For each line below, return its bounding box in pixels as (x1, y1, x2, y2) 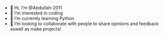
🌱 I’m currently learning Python (10, 15, 74, 21)
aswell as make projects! (10, 26, 61, 32)
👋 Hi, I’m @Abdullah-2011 (10, 5, 62, 10)
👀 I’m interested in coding (10, 10, 63, 16)
